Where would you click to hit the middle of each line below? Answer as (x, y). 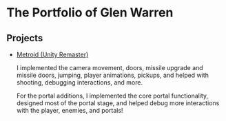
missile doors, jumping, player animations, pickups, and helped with (113, 75)
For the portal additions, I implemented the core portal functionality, (112, 96)
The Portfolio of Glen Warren (90, 13)
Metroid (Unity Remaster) (52, 54)
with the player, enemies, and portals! (70, 110)
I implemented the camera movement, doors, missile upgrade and (110, 68)
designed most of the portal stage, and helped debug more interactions (118, 103)
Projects (25, 38)
